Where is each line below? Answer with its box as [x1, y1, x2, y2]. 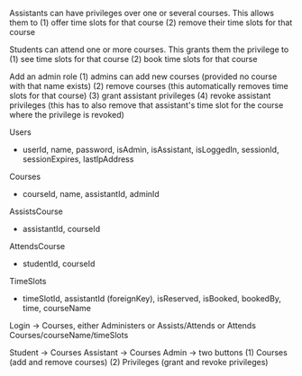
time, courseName [22, 303, 92, 313]
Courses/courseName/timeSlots [9, 330, 129, 340]
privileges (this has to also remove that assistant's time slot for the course [9, 100, 284, 111]
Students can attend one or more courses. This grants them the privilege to [9, 44, 289, 55]
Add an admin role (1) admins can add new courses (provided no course [9, 71, 278, 82]
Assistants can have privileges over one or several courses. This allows [9, 8, 275, 18]
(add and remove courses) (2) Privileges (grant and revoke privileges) [9, 357, 269, 367]
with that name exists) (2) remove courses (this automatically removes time [9, 81, 288, 91]
